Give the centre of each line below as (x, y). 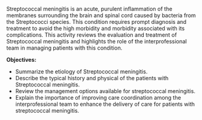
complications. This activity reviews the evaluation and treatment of (92, 35)
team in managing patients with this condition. (64, 48)
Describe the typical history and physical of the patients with (92, 78)
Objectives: (21, 60)
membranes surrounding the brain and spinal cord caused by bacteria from (101, 15)
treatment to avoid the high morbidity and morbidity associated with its (95, 28)
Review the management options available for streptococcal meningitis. (105, 91)
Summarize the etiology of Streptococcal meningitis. (81, 72)
